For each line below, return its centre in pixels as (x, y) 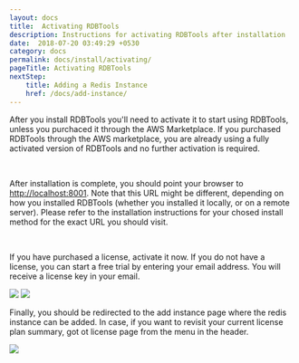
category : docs (38, 52)
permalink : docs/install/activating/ (81, 60)
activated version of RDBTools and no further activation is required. (135, 148)
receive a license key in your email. (75, 276)
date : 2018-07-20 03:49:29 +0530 (75, 43)
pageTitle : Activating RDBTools (70, 69)
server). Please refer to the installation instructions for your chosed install (146, 212)
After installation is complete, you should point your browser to (126, 183)
